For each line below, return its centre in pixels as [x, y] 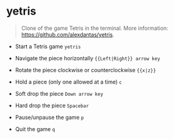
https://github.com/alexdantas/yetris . [68, 34]
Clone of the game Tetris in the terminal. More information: [95, 28]
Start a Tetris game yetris [48, 46]
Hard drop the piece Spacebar [52, 105]
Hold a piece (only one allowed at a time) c [68, 82]
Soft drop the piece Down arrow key [59, 93]
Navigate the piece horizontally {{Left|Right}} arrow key [88, 58]
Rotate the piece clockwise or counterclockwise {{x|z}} [85, 70]
